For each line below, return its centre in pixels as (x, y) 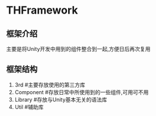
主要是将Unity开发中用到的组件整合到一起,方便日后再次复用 (78, 49)
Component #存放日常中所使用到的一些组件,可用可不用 (82, 92)
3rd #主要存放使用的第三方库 (50, 85)
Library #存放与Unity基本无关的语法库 (61, 99)
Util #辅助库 (29, 107)
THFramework (42, 10)
